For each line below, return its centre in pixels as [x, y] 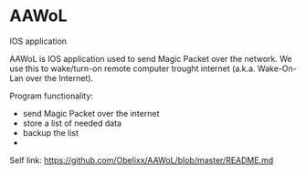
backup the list [51, 132]
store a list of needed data [72, 123]
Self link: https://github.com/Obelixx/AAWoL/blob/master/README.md [142, 160]
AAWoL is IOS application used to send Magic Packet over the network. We [151, 58]
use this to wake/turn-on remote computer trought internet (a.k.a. [132, 68]
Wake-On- [277, 68]
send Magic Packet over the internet [91, 113]
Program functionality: [52, 96]
